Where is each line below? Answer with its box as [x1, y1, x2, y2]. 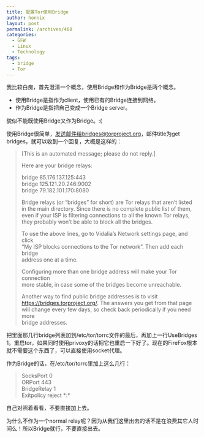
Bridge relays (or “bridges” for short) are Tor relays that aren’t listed [21, 198, 192, 206]
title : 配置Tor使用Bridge [6, 9, 69, 15]
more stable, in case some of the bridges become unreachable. [21, 281, 182, 289]
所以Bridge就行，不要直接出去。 [22, 425, 104, 432]
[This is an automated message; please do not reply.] [21, 150, 156, 157]
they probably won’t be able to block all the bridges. [21, 218, 153, 225]
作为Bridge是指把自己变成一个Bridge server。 [15, 104, 131, 111]
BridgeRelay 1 [21, 385, 56, 393]
